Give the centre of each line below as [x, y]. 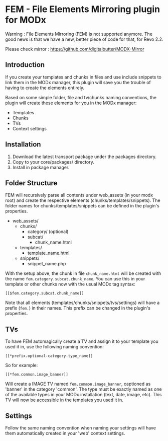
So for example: [22, 365]
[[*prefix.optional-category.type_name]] [49, 356]
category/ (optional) [48, 232]
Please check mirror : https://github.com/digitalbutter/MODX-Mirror [75, 49]
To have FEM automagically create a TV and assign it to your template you [82, 341]
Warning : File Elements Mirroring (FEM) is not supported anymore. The [79, 34]
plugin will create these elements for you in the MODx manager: [71, 103]
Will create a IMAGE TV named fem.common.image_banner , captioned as [78, 384]
